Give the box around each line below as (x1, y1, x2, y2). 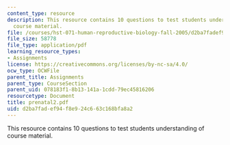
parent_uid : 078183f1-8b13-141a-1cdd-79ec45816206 (7, 86, 155, 93)
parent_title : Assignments (7, 73, 84, 81)
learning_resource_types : (7, 49, 81, 55)
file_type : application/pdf (7, 42, 88, 49)
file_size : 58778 (7, 36, 57, 42)
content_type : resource (7, 10, 75, 17)
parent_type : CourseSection (7, 80, 88, 87)
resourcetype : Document (7, 93, 75, 100)
